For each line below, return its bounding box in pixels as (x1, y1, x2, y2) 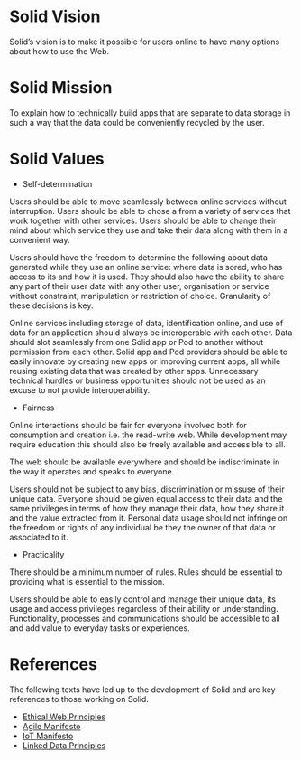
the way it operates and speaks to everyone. (9, 465, 175, 476)
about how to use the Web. (9, 45, 110, 56)
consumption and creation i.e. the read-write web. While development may (9, 429, 287, 440)
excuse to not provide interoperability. (9, 384, 150, 395)
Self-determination (22, 178, 93, 189)
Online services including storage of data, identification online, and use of (9, 317, 284, 328)
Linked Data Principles (22, 739, 106, 751)
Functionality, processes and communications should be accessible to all (9, 613, 281, 624)
